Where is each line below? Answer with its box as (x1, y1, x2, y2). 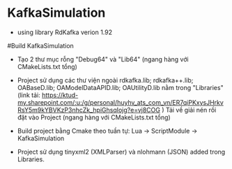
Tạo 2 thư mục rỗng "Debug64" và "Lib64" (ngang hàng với (17, 54, 190, 64)
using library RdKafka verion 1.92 (17, 28, 113, 36)
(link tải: (17, 91, 40, 99)
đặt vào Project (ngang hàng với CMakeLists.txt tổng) (17, 113, 171, 122)
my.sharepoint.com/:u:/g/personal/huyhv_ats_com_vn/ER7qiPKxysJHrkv (17, 98, 224, 106)
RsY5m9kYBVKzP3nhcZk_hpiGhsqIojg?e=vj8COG (17, 105, 160, 114)
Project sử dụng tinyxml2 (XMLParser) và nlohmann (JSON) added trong (17, 147, 226, 156)
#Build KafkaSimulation (7, 41, 75, 50)
